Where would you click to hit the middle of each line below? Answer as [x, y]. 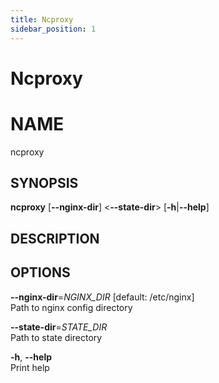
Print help [30, 367]
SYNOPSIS [44, 183]
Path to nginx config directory [71, 307]
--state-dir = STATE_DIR [59, 327]
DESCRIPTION [55, 238]
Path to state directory [56, 337]
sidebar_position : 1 [53, 29]
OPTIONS [40, 272]
